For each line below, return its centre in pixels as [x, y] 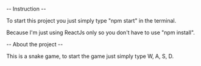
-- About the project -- [35, 44]
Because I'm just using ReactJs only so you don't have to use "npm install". [100, 32]
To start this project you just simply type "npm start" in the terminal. [91, 20]
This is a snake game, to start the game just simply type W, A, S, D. [90, 56]
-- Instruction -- [26, 9]
